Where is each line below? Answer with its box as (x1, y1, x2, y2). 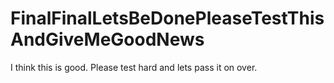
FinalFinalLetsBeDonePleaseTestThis (10, 7, 325, 30)
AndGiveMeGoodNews (10, 28, 205, 51)
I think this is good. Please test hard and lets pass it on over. (10, 61, 258, 73)
